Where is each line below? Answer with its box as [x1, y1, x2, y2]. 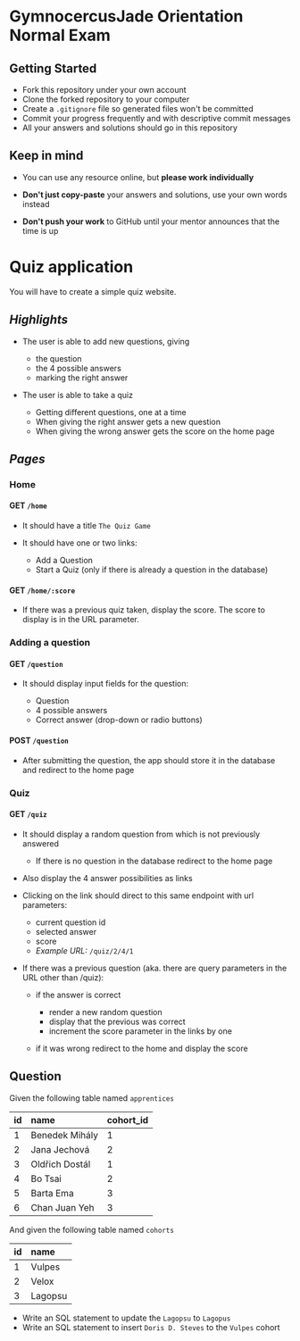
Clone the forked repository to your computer [21, 94, 190, 104]
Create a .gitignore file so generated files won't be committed [21, 104, 254, 113]
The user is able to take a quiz [21, 389, 134, 400]
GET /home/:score [9, 585, 76, 596]
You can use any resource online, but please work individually [21, 171, 254, 182]
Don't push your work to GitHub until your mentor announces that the [21, 216, 279, 227]
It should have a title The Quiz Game [21, 521, 152, 531]
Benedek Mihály [30, 1129, 98, 1141]
